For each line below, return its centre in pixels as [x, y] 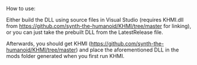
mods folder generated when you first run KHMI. [65, 56]
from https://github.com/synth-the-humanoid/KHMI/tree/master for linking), [99, 26]
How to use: [21, 8]
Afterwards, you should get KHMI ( [48, 44]
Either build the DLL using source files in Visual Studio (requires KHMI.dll [95, 20]
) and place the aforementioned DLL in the [128, 50]
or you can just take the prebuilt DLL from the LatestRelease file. [85, 32]
